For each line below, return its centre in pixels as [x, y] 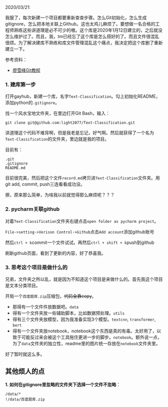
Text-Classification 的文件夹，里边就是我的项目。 [57, 139]
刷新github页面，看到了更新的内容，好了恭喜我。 [55, 253]
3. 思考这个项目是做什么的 [36, 267]
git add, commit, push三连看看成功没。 [45, 184]
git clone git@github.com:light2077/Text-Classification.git [70, 123]
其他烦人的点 [25, 372]
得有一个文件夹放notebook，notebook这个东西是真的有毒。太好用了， [84, 331]
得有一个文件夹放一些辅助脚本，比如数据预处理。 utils [68, 313]
